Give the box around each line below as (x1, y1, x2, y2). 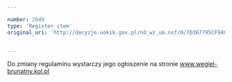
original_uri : (7, 29, 48, 36)
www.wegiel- (179, 60, 217, 68)
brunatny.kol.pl (7, 67, 50, 76)
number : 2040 (7, 16, 45, 23)
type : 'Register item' (7, 22, 72, 30)
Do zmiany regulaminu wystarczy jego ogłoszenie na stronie (7, 60, 178, 68)
